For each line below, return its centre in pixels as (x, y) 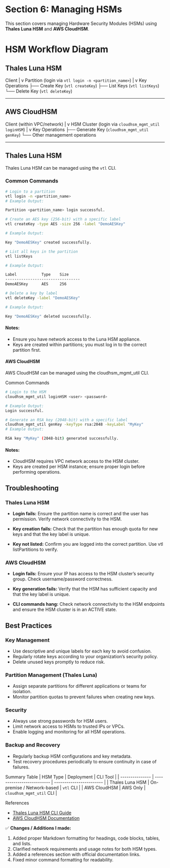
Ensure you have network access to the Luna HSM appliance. (76, 339)
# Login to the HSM (26, 392)
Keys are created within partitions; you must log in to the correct (79, 345)
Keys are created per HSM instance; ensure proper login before (79, 467)
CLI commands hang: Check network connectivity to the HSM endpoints (89, 604)
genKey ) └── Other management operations (51, 135)
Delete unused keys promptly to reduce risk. (59, 662)
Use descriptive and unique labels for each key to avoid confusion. (82, 651)
